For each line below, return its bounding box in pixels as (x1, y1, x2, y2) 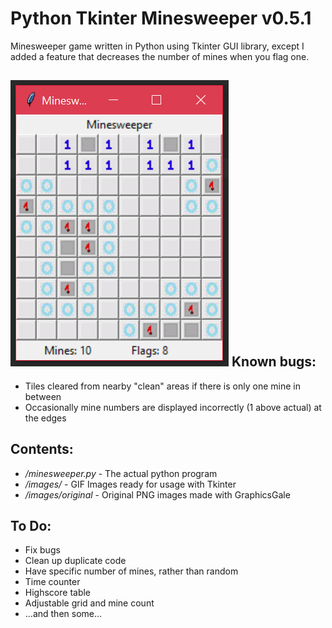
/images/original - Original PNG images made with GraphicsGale (24, 488, 291, 501)
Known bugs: (231, 353, 317, 371)
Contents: (10, 441, 74, 458)
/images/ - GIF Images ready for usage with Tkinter (24, 478, 237, 490)
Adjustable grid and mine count (24, 597, 155, 609)
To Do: (10, 517, 52, 534)
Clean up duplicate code (24, 555, 127, 567)
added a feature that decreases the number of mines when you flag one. (10, 50, 310, 62)
